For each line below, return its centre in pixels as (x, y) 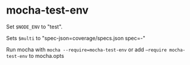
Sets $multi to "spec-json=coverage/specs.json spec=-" (76, 38)
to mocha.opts (46, 56)
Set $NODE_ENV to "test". (34, 27)
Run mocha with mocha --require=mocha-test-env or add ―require (87, 49)
